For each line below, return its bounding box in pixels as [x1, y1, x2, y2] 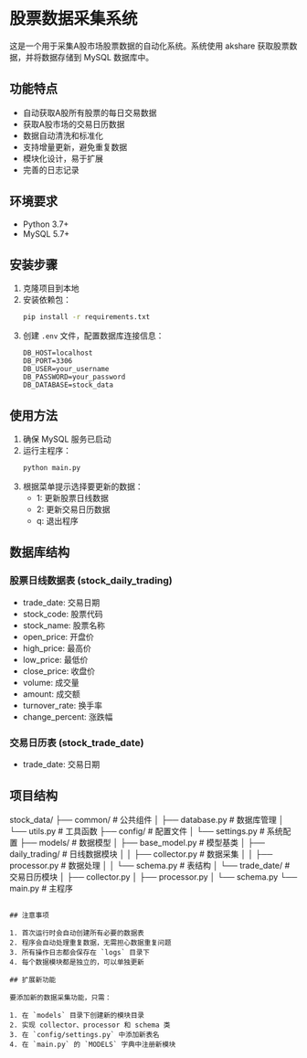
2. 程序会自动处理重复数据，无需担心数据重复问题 [9, 938, 172, 947]
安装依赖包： [22, 294, 71, 305]
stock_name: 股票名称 [22, 619, 106, 631]
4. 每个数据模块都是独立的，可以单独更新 [9, 957, 144, 967]
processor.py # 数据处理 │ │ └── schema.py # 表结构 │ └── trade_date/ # [9, 860, 291, 871]
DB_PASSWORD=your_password [22, 372, 126, 382]
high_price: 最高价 [22, 642, 91, 654]
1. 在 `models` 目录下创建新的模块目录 [9, 1010, 144, 1020]
